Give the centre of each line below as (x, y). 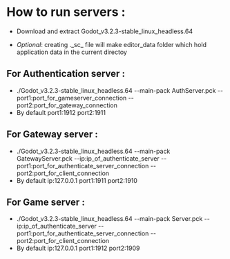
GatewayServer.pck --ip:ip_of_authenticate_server (88, 158)
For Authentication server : (66, 74)
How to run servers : (66, 12)
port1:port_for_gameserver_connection (71, 98)
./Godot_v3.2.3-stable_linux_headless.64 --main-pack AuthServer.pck (116, 90)
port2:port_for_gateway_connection (67, 105)
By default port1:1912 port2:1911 (61, 112)
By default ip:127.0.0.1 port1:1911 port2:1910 (77, 180)
